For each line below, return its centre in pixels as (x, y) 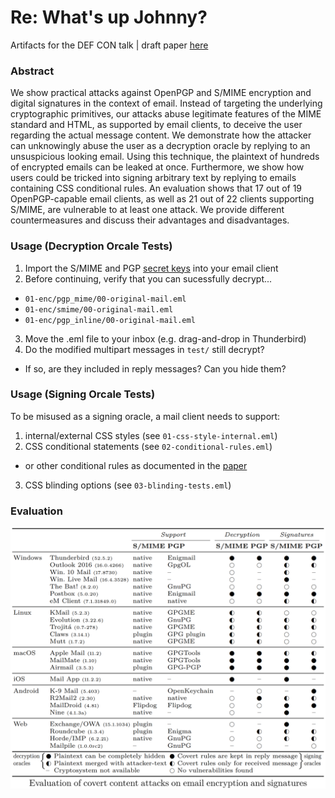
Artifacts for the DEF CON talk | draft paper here (109, 45)
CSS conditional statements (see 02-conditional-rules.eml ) (148, 446)
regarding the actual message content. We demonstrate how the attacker (161, 135)
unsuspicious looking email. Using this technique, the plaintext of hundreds (165, 157)
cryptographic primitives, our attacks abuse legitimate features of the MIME (166, 114)
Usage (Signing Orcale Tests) (83, 394)
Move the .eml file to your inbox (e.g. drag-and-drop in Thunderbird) (165, 338)
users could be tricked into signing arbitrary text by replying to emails (153, 178)
